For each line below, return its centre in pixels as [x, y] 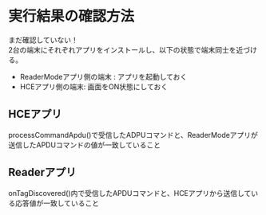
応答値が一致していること [57, 203]
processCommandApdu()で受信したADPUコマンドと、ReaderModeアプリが [133, 135]
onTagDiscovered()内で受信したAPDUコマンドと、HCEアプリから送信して [130, 193]
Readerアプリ [42, 172]
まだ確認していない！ [43, 40]
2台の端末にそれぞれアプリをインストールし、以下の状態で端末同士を [122, 49]
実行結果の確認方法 [71, 16]
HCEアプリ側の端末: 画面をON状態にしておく [94, 86]
